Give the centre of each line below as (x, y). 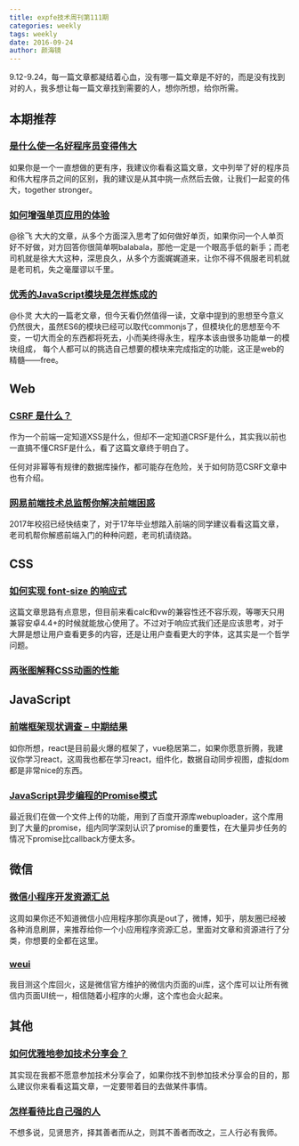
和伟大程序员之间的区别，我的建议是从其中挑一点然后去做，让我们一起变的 (145, 178)
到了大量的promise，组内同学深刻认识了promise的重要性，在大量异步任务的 (148, 827)
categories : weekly (45, 26)
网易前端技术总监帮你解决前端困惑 (82, 504)
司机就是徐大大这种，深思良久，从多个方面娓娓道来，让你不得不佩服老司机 (145, 258)
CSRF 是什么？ (41, 416)
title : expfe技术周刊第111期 (59, 17)
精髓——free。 (36, 360)
